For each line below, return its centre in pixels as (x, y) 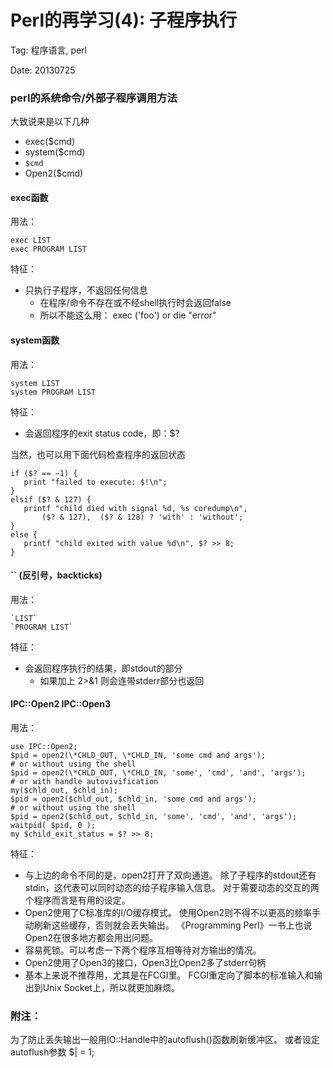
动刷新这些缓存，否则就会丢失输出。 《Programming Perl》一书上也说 (168, 925)
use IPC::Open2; (44, 747)
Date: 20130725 (43, 70)
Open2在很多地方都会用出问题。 (91, 938)
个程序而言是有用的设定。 (77, 900)
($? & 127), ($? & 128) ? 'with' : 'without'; (142, 517)
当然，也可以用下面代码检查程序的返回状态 (98, 454)
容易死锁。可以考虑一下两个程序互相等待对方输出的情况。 (143, 950)
